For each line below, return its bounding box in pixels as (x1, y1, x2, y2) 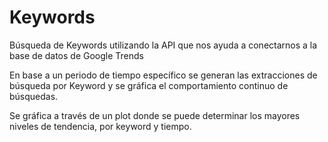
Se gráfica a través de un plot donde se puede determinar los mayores (9, 109, 301, 121)
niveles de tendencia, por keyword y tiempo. (9, 120, 192, 132)
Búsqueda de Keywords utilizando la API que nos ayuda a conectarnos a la (9, 39, 318, 51)
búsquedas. (9, 90, 59, 102)
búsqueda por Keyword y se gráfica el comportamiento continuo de (9, 79, 289, 91)
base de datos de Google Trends (9, 49, 144, 61)
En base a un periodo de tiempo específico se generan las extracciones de (9, 69, 318, 81)
